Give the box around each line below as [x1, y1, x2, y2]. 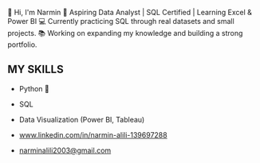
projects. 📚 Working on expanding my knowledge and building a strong [7, 29, 243, 37]
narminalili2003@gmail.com [18, 146, 112, 155]
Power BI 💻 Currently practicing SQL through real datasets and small [7, 17, 234, 25]
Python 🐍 [18, 83, 49, 93]
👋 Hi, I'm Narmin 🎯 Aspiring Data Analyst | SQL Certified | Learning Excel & [7, 8, 253, 17]
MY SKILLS [7, 63, 65, 76]
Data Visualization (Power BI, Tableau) [18, 114, 145, 124]
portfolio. [7, 40, 37, 49]
